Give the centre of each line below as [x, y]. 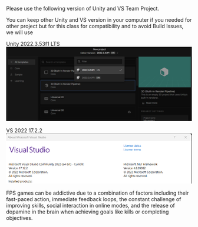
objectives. [19, 218]
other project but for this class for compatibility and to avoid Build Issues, [95, 26]
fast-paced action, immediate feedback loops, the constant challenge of [94, 199]
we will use [20, 32]
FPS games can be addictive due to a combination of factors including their [98, 193]
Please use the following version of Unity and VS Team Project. [83, 9]
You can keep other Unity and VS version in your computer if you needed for [99, 20]
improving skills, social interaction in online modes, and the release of [90, 205]
